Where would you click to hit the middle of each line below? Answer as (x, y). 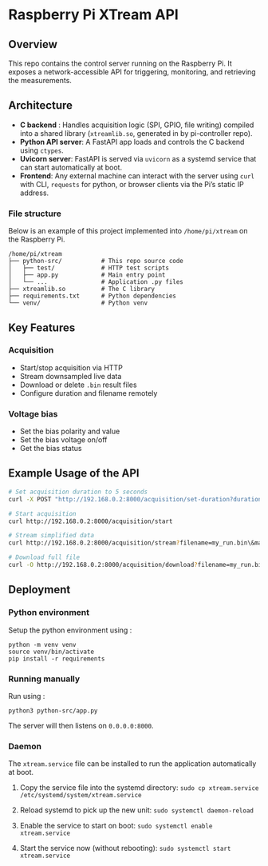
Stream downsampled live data (71, 376)
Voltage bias (33, 413)
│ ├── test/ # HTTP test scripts (89, 268)
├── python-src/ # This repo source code (96, 261)
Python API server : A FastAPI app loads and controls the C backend (132, 142)
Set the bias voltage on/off (63, 440)
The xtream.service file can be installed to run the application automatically (132, 764)
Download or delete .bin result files (78, 385)
